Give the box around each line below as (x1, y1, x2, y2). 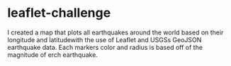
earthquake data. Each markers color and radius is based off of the (7, 43, 203, 51)
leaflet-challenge (7, 5, 111, 21)
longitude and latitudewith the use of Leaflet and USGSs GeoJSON (7, 35, 202, 44)
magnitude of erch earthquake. (7, 51, 98, 59)
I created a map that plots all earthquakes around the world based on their (7, 28, 224, 37)
